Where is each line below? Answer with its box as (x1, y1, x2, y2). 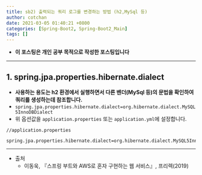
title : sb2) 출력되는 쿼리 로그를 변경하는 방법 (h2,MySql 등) (6, 8, 148, 15)
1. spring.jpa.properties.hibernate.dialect (6, 72, 164, 82)
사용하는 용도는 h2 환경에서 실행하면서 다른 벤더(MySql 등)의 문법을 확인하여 (14, 88, 194, 96)
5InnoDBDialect (14, 109, 54, 115)
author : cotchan (6, 14, 47, 20)
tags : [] (6, 31, 28, 37)
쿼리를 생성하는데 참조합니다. (14, 96, 83, 103)
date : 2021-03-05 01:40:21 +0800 (6, 20, 90, 26)
